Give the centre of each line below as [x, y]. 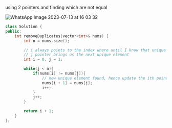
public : [14, 31]
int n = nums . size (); [47, 41]
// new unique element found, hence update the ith [98, 78]
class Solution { [24, 27]
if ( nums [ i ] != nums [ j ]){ [59, 73]
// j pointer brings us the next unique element [77, 55]
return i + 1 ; [39, 111]
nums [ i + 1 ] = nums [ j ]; [67, 83]
